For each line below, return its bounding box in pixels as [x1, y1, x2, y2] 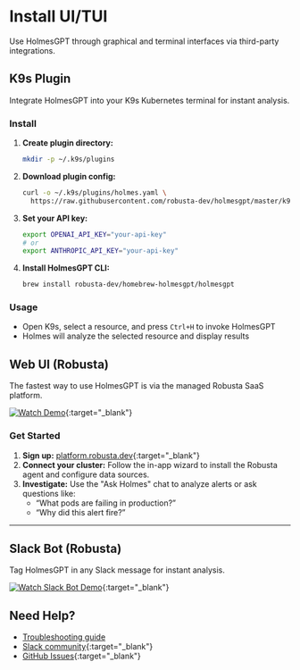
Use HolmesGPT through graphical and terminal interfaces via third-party [9, 36, 279, 46]
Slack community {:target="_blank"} [21, 641, 154, 652]
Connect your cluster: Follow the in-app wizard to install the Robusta [21, 459, 279, 470]
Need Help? [9, 607, 76, 623]
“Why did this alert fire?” [35, 507, 126, 517]
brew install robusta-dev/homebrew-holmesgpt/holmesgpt [21, 280, 235, 289]
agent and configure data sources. [21, 469, 150, 480]
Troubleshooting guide [21, 632, 106, 642]
